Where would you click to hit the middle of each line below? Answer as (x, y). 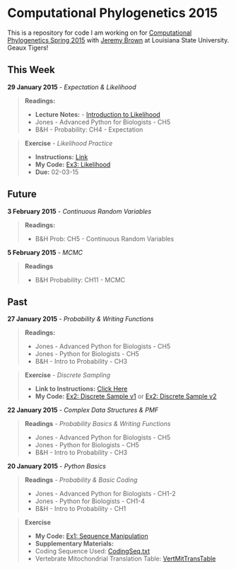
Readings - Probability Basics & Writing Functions (98, 424)
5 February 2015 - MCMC (45, 252)
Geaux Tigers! (28, 47)
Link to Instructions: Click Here (81, 389)
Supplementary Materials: (75, 544)
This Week (31, 70)
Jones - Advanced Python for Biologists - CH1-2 (105, 494)
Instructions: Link (61, 156)
